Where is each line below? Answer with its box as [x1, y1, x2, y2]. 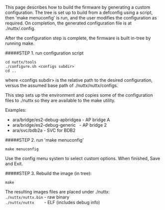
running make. [5, 40, 35, 46]
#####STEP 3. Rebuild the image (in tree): [5, 171, 92, 176]
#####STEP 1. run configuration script [5, 50, 84, 56]
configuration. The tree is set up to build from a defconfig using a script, [5, 9, 153, 15]
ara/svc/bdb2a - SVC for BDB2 [12, 127, 76, 133]
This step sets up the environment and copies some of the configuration [5, 92, 153, 98]
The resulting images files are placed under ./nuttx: [5, 189, 110, 195]
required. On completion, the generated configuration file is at [5, 20, 132, 26]
